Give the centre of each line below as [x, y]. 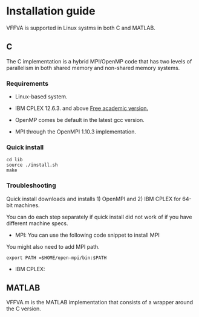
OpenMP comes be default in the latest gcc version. [80, 120]
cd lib [15, 160]
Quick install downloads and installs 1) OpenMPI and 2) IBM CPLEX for [94, 199]
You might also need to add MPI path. [53, 246]
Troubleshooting [31, 185]
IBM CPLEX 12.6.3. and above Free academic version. [82, 108]
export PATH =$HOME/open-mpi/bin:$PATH [57, 258]
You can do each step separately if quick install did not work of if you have [99, 217]
